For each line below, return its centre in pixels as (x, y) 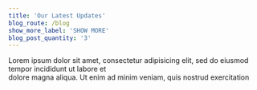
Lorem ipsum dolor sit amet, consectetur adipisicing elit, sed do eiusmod (128, 61)
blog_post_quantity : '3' (50, 38)
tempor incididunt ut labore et (57, 69)
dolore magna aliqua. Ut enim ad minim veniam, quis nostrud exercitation (129, 77)
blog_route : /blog (39, 23)
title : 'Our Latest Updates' (57, 16)
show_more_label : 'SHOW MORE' (59, 30)
